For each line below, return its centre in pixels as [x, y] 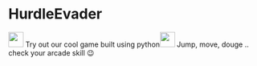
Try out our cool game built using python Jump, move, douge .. [137, 44]
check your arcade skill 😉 [51, 52]
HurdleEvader [55, 14]
